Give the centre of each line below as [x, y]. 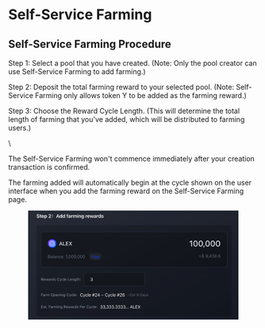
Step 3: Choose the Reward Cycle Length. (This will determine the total [124, 111]
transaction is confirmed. [49, 167]
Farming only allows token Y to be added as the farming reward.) [141, 96]
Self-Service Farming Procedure [90, 44]
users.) [20, 128]
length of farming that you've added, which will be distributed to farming [127, 119]
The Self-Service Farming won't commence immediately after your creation [132, 158]
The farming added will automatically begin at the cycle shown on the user [130, 182]
